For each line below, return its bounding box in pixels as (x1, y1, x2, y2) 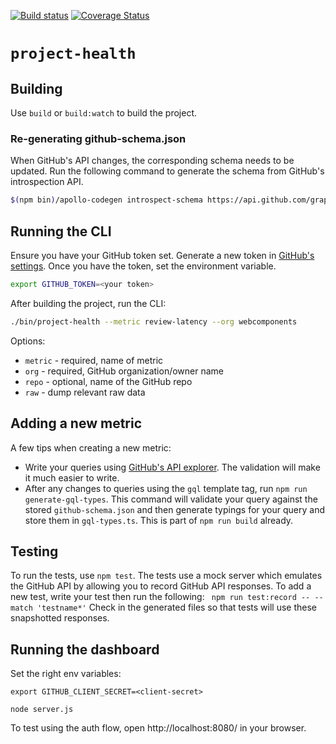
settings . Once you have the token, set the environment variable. (10, 260, 277, 272)
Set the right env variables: (10, 668, 122, 680)
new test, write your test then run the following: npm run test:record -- (10, 591, 311, 603)
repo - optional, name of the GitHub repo (24, 375, 193, 387)
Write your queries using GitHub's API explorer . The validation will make (24, 461, 321, 473)
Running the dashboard (10, 641, 160, 658)
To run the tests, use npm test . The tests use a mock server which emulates (10, 570, 323, 582)
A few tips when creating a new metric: (10, 441, 172, 454)
